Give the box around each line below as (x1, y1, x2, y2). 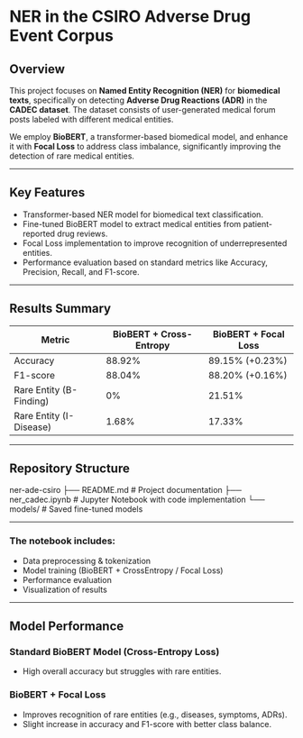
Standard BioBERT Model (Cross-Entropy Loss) (9, 646, 220, 659)
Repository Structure (9, 461, 131, 477)
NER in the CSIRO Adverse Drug (9, 6, 251, 27)
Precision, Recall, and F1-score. (22, 266, 140, 277)
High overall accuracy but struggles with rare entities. (22, 666, 222, 677)
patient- (243, 218, 273, 229)
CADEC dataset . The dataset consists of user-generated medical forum (9, 105, 276, 114)
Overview (9, 61, 66, 77)
